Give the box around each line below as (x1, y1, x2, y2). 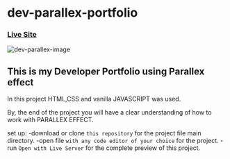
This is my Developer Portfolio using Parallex (7, 65, 205, 77)
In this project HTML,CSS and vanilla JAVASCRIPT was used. (7, 95, 181, 103)
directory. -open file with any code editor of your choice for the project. (7, 137, 219, 145)
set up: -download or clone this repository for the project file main (7, 129, 202, 137)
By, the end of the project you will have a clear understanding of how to (7, 108, 212, 117)
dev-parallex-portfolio (7, 5, 138, 21)
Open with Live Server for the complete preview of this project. (18, 144, 201, 152)
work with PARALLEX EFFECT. (7, 116, 94, 124)
